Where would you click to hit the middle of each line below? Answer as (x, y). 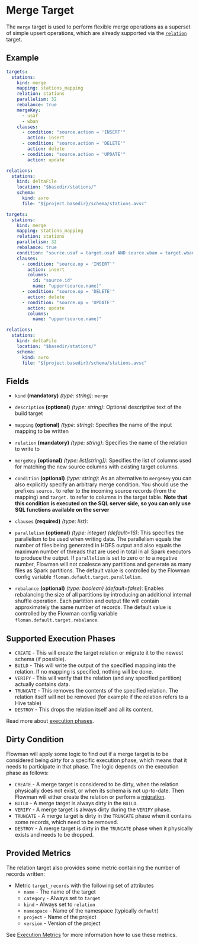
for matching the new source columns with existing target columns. (97, 467)
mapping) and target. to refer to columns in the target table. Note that (101, 497)
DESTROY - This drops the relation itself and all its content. (84, 709)
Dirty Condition (35, 740)
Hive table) (28, 703)
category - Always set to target (62, 898)
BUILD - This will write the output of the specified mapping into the (95, 665)
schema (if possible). (40, 659)
